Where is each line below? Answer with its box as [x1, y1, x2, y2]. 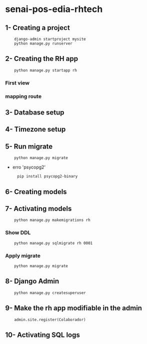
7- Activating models [5, 204, 72, 213]
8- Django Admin [5, 277, 59, 285]
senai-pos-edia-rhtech [5, 3, 103, 15]
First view [5, 79, 30, 86]
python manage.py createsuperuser [14, 290, 86, 295]
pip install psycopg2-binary [17, 174, 78, 179]
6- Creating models [5, 187, 67, 196]
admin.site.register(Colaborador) [14, 317, 86, 322]
